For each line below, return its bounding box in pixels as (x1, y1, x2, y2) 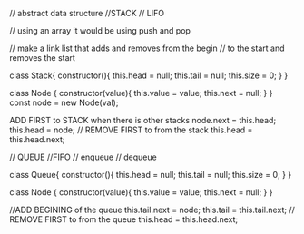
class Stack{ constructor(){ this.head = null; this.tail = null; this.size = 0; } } (9, 70, 289, 81)
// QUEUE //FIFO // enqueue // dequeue (9, 151, 157, 162)
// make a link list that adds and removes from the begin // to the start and (9, 43, 285, 54)
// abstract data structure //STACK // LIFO (9, 8, 165, 18)
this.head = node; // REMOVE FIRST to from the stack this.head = (9, 124, 253, 135)
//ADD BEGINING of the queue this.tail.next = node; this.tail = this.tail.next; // (9, 204, 295, 215)
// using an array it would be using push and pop (9, 25, 191, 35)
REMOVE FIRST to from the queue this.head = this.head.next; (9, 214, 239, 225)
